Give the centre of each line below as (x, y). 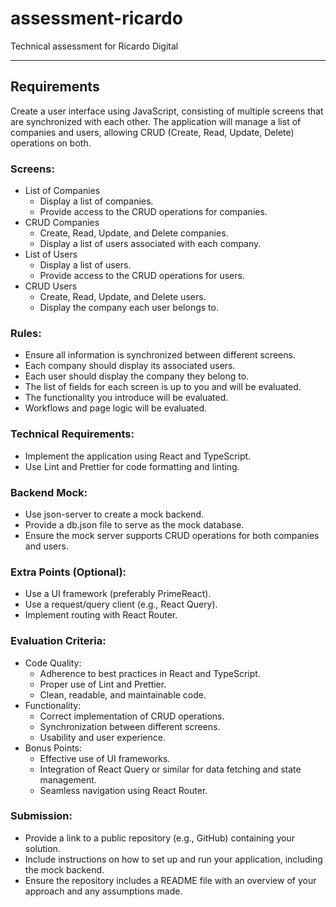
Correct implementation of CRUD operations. (132, 716)
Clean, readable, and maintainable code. (123, 694)
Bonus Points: (53, 748)
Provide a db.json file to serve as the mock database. (134, 524)
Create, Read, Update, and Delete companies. (134, 233)
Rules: (26, 333)
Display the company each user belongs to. (129, 308)
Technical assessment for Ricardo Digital (94, 46)
